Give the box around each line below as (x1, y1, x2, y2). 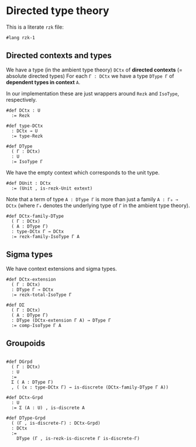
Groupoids (6, 338, 46, 348)
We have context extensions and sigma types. (6, 265, 117, 272)
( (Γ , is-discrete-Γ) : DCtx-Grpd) (11, 420, 101, 427)
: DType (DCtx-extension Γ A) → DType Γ (11, 317, 111, 323)
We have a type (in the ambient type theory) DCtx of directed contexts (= (6, 66, 183, 73)
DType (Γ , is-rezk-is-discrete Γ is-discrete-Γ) (16, 436, 140, 442)
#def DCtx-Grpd (6, 395, 43, 401)
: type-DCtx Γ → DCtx (11, 228, 64, 235)
